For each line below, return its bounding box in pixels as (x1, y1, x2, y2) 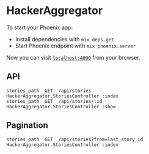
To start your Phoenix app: (6, 24, 73, 31)
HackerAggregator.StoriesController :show (6, 103, 116, 110)
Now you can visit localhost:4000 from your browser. (6, 54, 140, 61)
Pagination (6, 120, 49, 131)
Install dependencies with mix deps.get (15, 35, 114, 43)
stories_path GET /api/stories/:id (6, 98, 103, 104)
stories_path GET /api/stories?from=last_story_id (6, 136, 144, 142)
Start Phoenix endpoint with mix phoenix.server (15, 42, 136, 49)
